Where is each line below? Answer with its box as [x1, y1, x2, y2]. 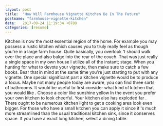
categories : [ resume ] [5, 25, 49, 30]
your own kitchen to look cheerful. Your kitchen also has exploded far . [5, 95, 147, 101]
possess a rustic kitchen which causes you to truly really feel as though [5, 44, 148, 49]
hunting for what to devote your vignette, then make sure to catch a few [5, 64, 149, 70]
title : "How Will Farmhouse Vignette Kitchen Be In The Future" [5, 12, 140, 16]
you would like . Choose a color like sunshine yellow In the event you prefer [5, 90, 156, 96]
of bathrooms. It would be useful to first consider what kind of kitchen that [5, 85, 154, 91]
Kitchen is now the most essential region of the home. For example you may [5, 38, 157, 44]
